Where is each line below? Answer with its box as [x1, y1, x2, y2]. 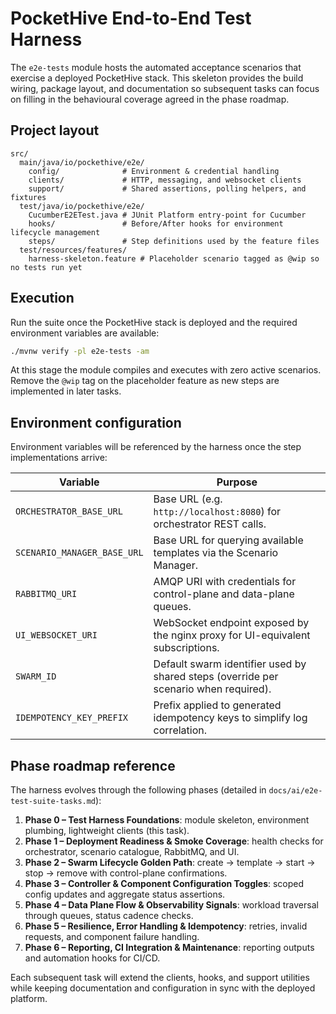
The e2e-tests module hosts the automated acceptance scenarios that [10, 61, 302, 73]
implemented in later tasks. [10, 385, 122, 397]
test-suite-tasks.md [10, 797, 97, 807]
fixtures [10, 192, 47, 202]
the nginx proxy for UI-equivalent [153, 628, 311, 642]
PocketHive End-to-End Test [10, 7, 252, 30]
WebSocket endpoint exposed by [153, 616, 310, 630]
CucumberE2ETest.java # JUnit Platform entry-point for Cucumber [28, 210, 307, 220]
